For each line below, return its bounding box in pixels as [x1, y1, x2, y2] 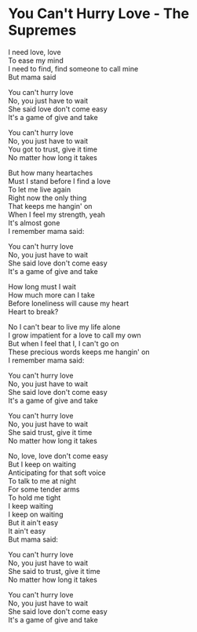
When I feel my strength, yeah [8, 210, 106, 219]
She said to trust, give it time [8, 566, 100, 575]
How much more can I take [8, 290, 96, 299]
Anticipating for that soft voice [8, 468, 106, 477]
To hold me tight [8, 492, 61, 502]
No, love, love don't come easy [8, 451, 108, 460]
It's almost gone [8, 217, 60, 228]
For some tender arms [8, 484, 80, 494]
